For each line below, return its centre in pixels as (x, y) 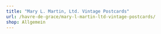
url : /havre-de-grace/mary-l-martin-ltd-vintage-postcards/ (81, 17)
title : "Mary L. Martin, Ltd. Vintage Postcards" (68, 11)
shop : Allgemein (26, 22)
